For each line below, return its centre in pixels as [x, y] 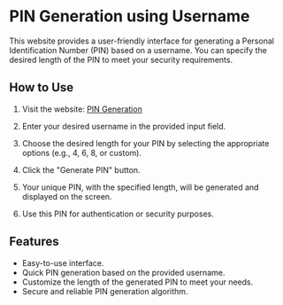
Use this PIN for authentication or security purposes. [118, 214]
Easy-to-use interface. [63, 262]
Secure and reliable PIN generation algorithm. [105, 291]
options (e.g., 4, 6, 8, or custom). [82, 152]
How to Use [42, 87]
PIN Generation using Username [130, 16]
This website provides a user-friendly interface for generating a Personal [141, 41]
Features [34, 242]
